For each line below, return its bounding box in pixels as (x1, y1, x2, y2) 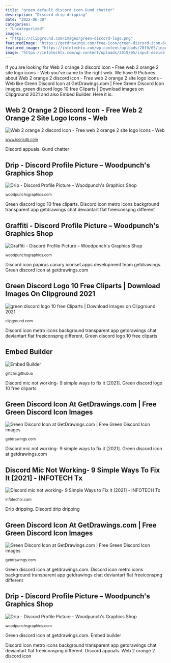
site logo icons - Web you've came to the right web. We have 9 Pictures (5, 69, 156, 75)
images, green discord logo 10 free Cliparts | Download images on (5, 86, 144, 92)
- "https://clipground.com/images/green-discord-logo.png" (5, 36, 133, 41)
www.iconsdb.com (5, 137, 38, 143)
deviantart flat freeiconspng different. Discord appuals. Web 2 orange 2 (5, 647, 155, 653)
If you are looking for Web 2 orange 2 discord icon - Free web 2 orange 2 (5, 64, 159, 70)
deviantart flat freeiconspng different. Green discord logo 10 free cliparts (5, 333, 158, 339)
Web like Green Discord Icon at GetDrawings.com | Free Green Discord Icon (5, 80, 164, 87)
